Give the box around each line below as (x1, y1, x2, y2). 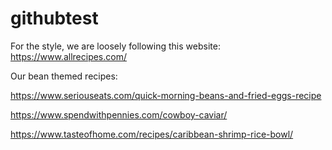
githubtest (10, 7, 99, 30)
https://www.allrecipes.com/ (10, 50, 127, 62)
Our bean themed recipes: (10, 70, 118, 82)
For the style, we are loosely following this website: (10, 40, 221, 52)
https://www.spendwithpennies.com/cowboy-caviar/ (10, 108, 228, 121)
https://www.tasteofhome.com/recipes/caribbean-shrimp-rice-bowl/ (10, 128, 294, 140)
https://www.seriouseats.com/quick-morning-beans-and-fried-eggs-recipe (10, 89, 322, 101)
